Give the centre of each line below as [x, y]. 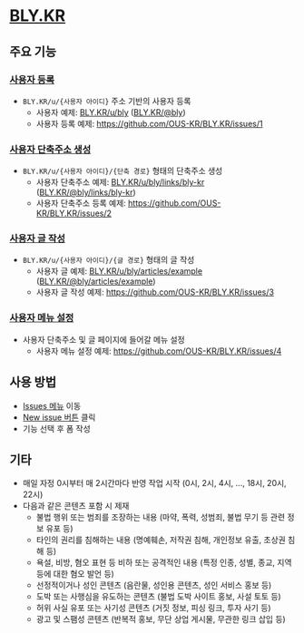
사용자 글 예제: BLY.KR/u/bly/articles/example [119, 271]
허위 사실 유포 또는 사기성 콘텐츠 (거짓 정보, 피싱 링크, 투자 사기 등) [153, 608]
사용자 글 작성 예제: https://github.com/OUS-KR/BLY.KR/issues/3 [155, 292]
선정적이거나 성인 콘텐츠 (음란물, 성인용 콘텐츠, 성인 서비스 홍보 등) [154, 585]
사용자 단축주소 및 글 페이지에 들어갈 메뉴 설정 [103, 339]
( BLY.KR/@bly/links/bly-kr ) [86, 192]
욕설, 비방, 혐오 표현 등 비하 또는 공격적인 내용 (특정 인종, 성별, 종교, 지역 [164, 562]
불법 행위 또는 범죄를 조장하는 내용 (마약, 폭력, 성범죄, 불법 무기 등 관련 [161, 517]
